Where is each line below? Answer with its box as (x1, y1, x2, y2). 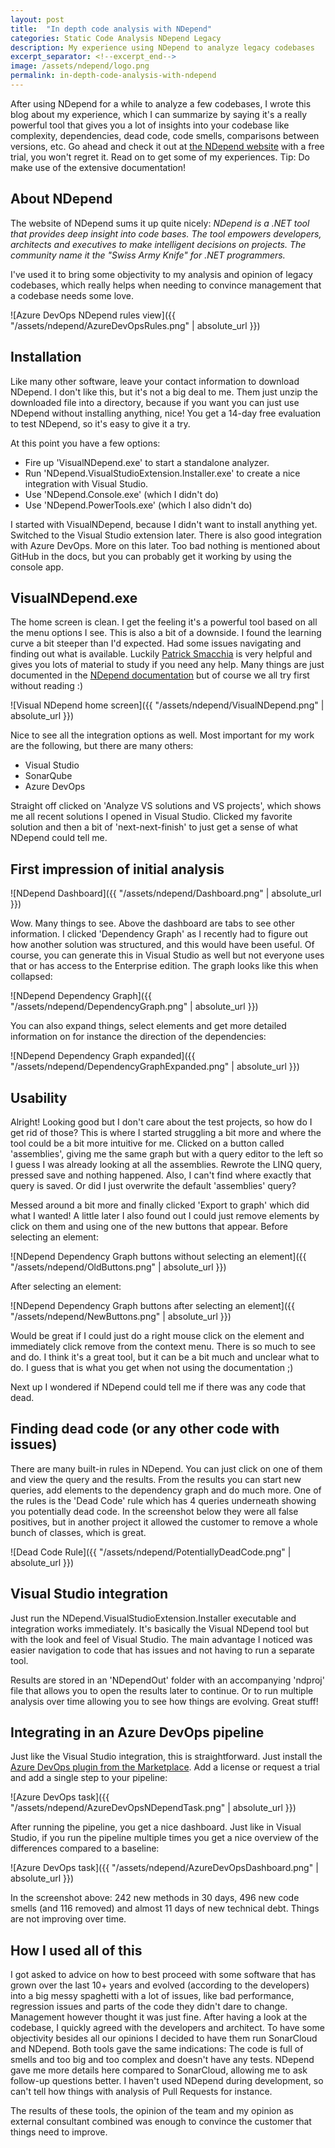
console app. (10, 561, 64, 573)
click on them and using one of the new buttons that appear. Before (10, 1220, 288, 1232)
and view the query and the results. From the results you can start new (10, 1473, 302, 1485)
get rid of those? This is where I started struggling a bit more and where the (10, 1126, 322, 1138)
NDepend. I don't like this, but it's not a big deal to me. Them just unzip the (10, 386, 318, 398)
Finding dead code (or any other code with (10, 1421, 280, 1438)
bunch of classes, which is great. (10, 1526, 147, 1538)
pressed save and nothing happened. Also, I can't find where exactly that (10, 1169, 312, 1181)
